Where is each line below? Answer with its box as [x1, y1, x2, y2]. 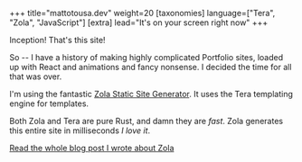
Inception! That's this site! [9, 35, 106, 45]
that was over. [9, 71, 62, 82]
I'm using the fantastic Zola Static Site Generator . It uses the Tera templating [9, 89, 294, 99]
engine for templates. [9, 98, 89, 109]
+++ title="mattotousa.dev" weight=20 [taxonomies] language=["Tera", [9, 8, 276, 18]
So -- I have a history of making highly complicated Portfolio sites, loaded [9, 52, 283, 62]
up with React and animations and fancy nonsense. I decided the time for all [9, 62, 292, 72]
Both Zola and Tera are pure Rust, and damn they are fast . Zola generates [9, 116, 283, 126]
